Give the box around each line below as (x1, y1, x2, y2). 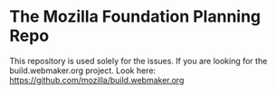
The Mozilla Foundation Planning (9, 6, 262, 27)
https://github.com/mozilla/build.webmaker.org (9, 74, 185, 85)
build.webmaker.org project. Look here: (9, 65, 157, 76)
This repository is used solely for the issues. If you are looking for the (9, 55, 268, 66)
